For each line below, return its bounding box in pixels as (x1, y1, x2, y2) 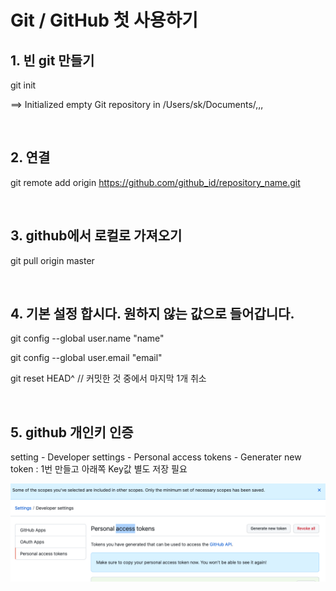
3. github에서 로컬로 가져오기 (10, 227, 183, 245)
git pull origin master (10, 254, 95, 266)
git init (10, 79, 37, 91)
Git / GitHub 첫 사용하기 (10, 9, 198, 32)
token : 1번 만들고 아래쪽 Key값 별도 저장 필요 (10, 463, 188, 475)
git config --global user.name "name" (10, 332, 165, 345)
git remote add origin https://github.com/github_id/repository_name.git (10, 176, 301, 188)
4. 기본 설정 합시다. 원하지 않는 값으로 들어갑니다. (10, 306, 295, 323)
